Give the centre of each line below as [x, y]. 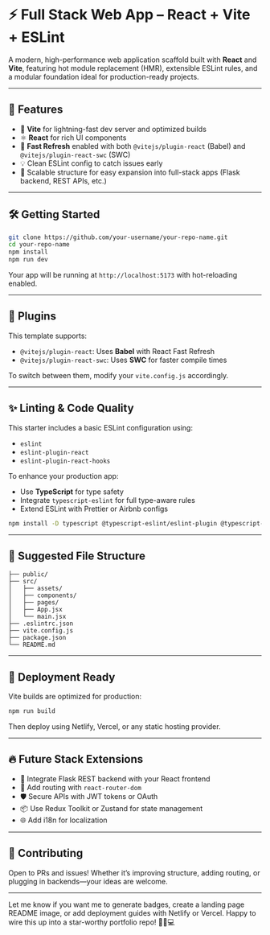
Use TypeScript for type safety [72, 492]
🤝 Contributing [46, 853]
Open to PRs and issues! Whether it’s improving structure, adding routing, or [134, 872]
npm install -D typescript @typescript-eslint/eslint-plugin [113, 523]
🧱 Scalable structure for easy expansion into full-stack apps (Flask [130, 172]
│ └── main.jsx [37, 617]
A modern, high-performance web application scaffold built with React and [133, 60]
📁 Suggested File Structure [77, 556]
